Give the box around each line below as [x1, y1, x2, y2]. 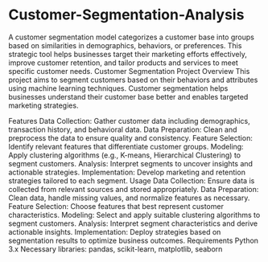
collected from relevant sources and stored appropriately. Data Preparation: [8, 184, 259, 194]
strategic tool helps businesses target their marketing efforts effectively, [8, 49, 248, 59]
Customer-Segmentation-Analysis [8, 6, 245, 24]
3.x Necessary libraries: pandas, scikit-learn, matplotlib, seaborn [8, 244, 223, 254]
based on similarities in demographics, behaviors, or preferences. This [8, 40, 242, 50]
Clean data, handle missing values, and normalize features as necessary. [8, 193, 250, 203]
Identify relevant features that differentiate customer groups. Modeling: [8, 141, 244, 151]
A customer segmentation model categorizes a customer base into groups [8, 32, 255, 42]
